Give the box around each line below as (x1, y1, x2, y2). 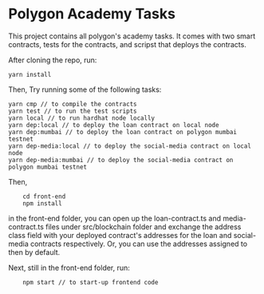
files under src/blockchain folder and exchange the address (45, 221, 242, 232)
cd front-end (22, 193, 66, 201)
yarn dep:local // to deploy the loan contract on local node (8, 121, 219, 129)
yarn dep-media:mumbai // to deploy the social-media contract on (8, 156, 234, 164)
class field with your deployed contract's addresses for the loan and (8, 230, 232, 240)
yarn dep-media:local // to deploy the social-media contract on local (8, 141, 251, 150)
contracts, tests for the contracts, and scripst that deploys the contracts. (8, 39, 247, 49)
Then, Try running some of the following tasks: (8, 85, 162, 94)
